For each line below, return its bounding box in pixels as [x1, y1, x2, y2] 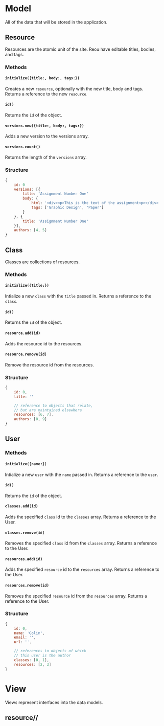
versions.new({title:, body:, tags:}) [5, 123, 84, 128]
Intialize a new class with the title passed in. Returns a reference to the [5, 293, 152, 299]
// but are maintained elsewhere [14, 408, 82, 412]
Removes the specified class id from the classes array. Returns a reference [5, 540, 157, 546]
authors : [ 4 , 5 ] [14, 228, 47, 233]
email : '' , [14, 635, 36, 640]
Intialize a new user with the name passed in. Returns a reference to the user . [5, 472, 158, 477]
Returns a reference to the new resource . [5, 91, 88, 97]
